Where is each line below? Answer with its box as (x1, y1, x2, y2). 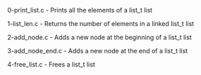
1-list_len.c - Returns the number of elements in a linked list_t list (7, 20, 195, 27)
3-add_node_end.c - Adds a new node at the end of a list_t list (7, 47, 188, 55)
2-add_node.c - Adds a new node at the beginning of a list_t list (7, 33, 192, 41)
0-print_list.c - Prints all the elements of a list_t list (7, 6, 153, 14)
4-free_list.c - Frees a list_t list (7, 60, 95, 69)
